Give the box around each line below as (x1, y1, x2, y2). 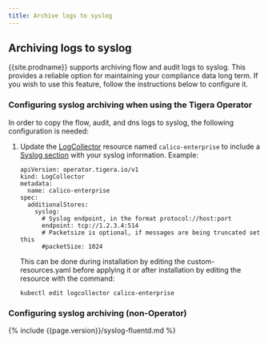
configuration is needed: (8, 126, 90, 136)
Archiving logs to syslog (8, 42, 132, 55)
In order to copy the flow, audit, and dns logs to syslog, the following (8, 118, 234, 127)
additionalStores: (27, 201, 89, 209)
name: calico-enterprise (27, 186, 110, 194)
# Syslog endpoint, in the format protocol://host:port (41, 214, 232, 222)
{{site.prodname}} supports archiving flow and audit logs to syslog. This (8, 62, 246, 72)
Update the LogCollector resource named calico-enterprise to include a (19, 142, 260, 151)
